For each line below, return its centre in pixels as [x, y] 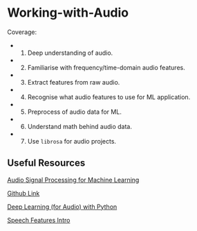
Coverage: [22, 32]
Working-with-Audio [68, 13]
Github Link [24, 193]
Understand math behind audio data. [80, 126]
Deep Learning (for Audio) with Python [62, 207]
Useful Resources [46, 163]
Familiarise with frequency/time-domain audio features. [106, 67]
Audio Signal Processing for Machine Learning [73, 180]
